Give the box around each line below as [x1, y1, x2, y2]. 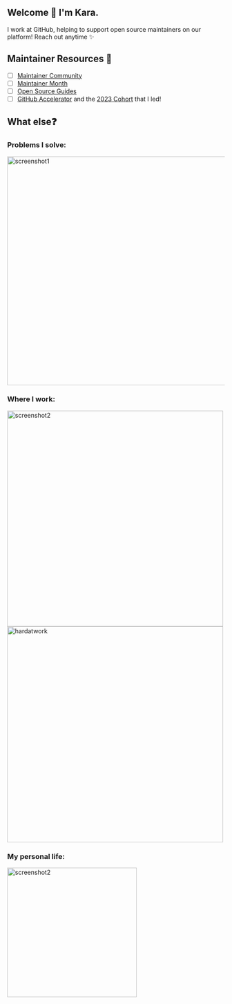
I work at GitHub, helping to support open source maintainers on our [7, 25, 202, 33]
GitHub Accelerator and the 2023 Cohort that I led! [17, 95, 162, 103]
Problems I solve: [7, 140, 67, 150]
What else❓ [7, 116, 57, 128]
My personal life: [7, 851, 66, 861]
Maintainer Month [17, 79, 68, 87]
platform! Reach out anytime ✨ [7, 32, 95, 41]
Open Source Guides [17, 87, 77, 95]
